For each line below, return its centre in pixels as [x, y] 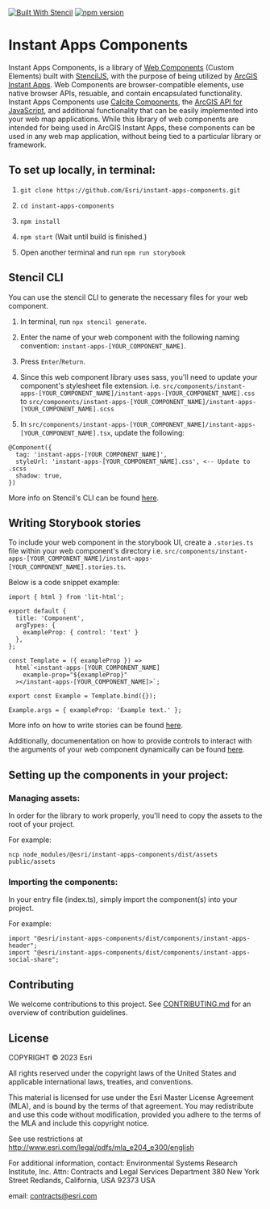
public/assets [32, 862]
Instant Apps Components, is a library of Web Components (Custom [121, 67]
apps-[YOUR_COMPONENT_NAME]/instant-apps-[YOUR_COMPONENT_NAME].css [137, 393]
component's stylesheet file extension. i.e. [90, 385]
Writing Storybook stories [75, 522]
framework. [27, 145]
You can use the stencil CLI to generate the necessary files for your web [128, 297]
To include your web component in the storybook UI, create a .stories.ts [131, 542]
